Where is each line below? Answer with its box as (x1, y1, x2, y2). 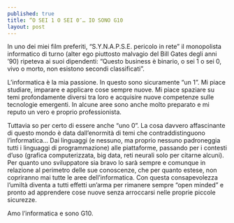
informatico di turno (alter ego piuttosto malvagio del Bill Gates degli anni (7, 50, 217, 58)
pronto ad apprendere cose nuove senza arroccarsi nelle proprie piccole (7, 188, 216, 196)
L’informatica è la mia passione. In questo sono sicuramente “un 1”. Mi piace (7, 78, 226, 87)
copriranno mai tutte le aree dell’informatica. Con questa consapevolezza (7, 173, 219, 182)
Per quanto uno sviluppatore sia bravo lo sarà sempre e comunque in (7, 159, 206, 167)
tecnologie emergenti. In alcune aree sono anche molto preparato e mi (7, 101, 210, 109)
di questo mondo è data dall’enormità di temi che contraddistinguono (7, 129, 206, 137)
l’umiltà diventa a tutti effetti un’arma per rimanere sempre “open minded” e (7, 181, 224, 189)
